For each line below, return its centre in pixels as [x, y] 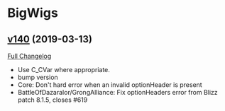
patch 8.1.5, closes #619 [53, 100]
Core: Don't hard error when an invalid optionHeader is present [110, 85]
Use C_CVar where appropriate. [64, 70]
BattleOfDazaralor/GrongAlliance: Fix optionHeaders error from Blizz [117, 92]
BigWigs [33, 13]
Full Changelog [29, 56]
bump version [38, 77]
